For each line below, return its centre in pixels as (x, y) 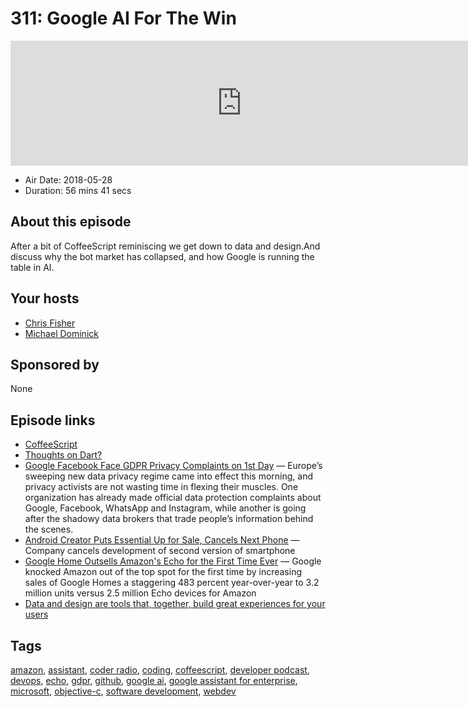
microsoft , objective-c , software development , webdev (123, 691)
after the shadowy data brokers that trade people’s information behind (169, 519)
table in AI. (32, 267)
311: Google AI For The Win (123, 18)
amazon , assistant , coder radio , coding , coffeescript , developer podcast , (160, 670)
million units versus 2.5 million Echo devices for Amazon (140, 593)
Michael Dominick (61, 333)
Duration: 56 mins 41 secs (78, 190)
